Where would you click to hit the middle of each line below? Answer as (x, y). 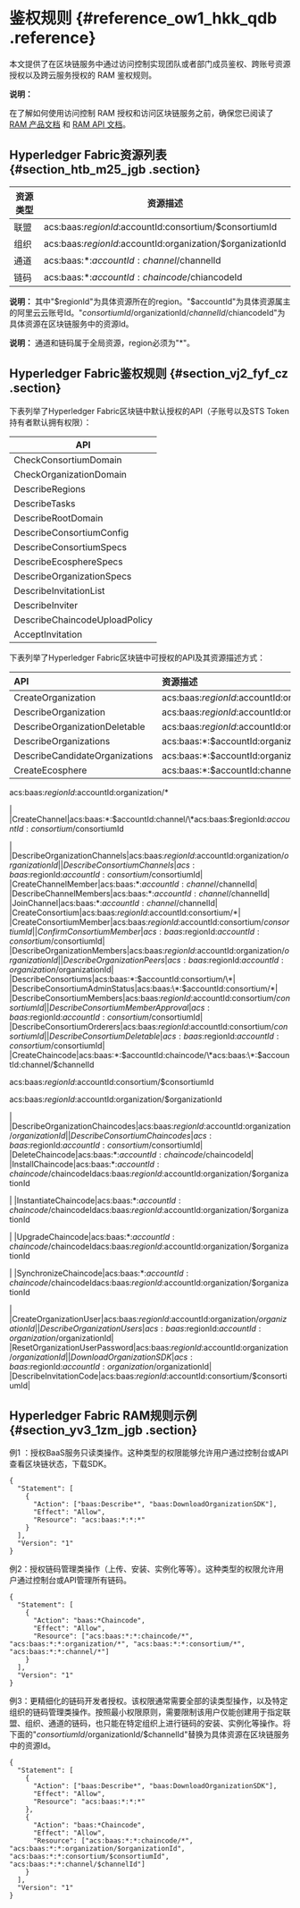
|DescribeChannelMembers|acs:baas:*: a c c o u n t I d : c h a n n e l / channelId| (140, 893)
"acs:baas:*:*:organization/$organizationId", (97, 1849)
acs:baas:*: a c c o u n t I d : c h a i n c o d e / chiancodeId (143, 276)
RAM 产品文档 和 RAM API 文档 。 (70, 124)
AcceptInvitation (48, 634)
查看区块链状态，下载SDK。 (60, 1464)
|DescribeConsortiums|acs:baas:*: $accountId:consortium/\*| (123, 979)
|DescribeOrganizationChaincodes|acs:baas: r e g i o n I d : (108, 1126)
